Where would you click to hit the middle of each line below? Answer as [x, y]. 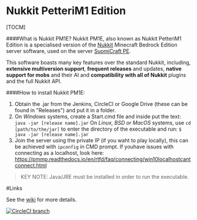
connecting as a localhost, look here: [59, 153]
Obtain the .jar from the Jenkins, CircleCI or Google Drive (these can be [101, 104]
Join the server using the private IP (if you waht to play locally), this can [101, 140]
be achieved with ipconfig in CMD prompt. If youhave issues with [94, 146]
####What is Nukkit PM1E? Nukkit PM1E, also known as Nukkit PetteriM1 [94, 38]
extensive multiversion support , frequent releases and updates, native [94, 68]
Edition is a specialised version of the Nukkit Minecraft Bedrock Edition [92, 45]
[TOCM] [16, 27]
